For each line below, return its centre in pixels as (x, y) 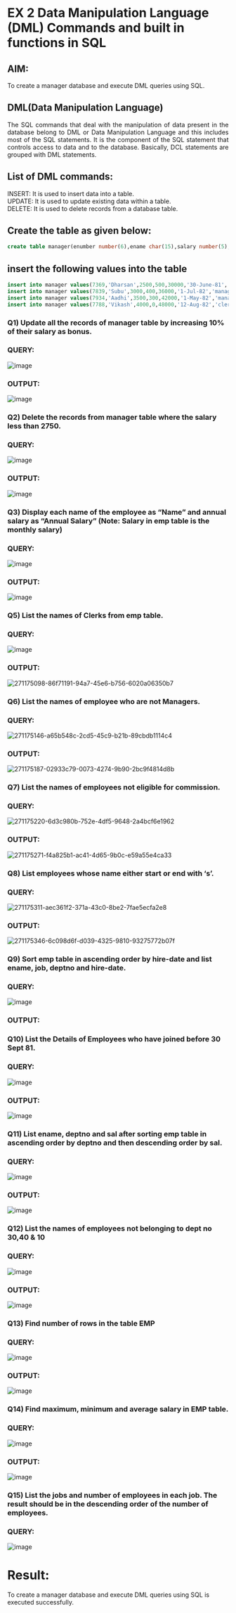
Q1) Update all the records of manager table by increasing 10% (116, 323)
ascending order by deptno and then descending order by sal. (115, 1143)
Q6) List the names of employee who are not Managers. (104, 701)
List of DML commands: (60, 177)
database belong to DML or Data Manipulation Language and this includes (118, 132)
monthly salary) (35, 529)
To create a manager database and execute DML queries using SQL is (108, 1595)
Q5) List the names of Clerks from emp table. (85, 615)
